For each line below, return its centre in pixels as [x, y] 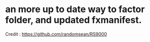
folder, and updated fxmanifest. [74, 20]
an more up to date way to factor [75, 9]
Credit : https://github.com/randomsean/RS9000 [56, 34]
